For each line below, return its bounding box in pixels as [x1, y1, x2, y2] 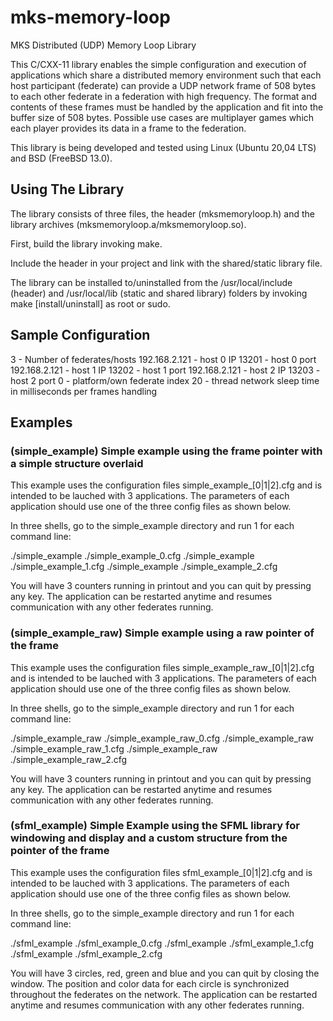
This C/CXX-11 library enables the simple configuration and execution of [10, 58, 307, 70]
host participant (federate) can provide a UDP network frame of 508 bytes [10, 79, 317, 91]
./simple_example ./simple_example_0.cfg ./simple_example [10, 550, 255, 562]
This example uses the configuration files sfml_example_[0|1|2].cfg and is [10, 866, 313, 878]
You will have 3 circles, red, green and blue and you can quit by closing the [10, 967, 320, 979]
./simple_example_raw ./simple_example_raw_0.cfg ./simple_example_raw [10, 732, 314, 744]
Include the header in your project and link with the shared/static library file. [10, 257, 323, 269]
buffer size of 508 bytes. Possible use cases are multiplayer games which [10, 111, 315, 123]
